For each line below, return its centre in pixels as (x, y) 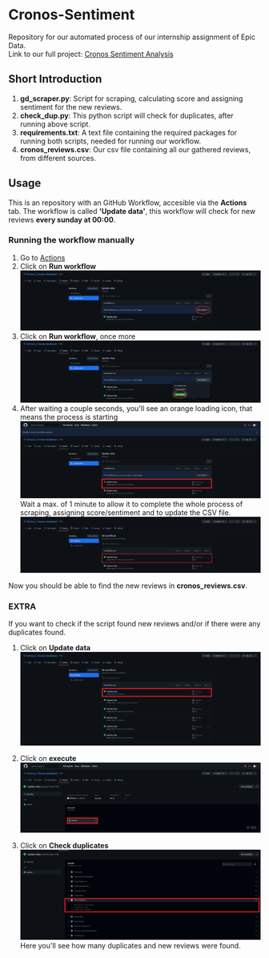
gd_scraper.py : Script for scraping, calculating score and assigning (131, 99)
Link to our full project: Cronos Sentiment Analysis (91, 54)
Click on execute (48, 758)
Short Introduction (55, 79)
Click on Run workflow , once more (78, 336)
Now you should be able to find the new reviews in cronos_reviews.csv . (128, 586)
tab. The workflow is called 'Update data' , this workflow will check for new (132, 211)
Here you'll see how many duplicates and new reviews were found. (130, 945)
